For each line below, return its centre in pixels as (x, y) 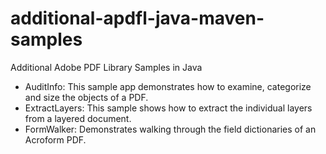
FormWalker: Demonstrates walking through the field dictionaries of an (170, 129)
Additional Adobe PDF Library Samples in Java (106, 67)
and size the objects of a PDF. (86, 97)
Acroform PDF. (55, 139)
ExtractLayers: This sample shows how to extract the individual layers (168, 108)
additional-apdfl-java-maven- (137, 18)
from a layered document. (78, 118)
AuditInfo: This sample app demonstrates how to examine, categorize (168, 86)
